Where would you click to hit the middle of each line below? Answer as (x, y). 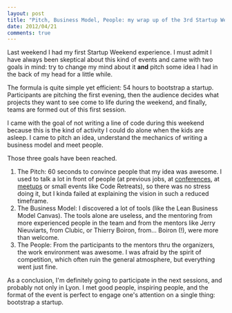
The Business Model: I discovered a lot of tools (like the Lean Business (117, 208)
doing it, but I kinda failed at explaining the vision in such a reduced (113, 194)
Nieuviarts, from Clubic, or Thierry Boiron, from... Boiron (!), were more (118, 230)
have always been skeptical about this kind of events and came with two (110, 60)
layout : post (26, 13)
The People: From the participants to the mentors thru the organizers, (116, 245)
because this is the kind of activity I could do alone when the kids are (106, 130)
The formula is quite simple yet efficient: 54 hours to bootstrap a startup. (110, 88)
